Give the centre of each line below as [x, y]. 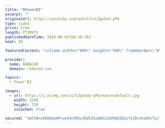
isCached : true [29, 109]
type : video [17, 23]
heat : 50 [14, 42]
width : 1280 [26, 100]
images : [13, 91]
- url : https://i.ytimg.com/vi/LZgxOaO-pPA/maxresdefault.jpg [74, 96]
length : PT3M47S [22, 32]
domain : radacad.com [30, 69]
